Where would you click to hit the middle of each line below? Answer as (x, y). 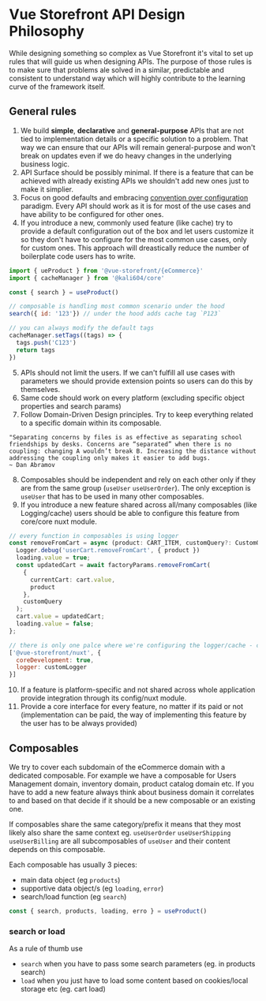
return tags (36, 350)
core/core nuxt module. (59, 521)
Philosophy (47, 31)
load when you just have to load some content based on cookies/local (134, 980)
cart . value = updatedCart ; (60, 617)
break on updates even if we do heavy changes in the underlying (126, 155)
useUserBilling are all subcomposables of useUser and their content (120, 841)
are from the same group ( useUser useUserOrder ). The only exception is (135, 487)
